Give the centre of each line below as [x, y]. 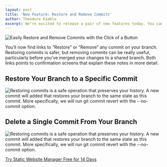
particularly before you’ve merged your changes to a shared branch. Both [81, 58]
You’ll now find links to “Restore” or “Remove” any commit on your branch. [81, 47]
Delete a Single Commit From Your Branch [71, 122]
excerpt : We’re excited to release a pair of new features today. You [80, 24]
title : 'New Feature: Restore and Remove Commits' [59, 14]
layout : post [19, 10]
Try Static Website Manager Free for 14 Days [51, 159]
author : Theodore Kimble [31, 19]
